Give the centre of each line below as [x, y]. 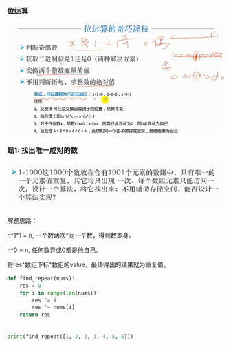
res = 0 [30, 286]
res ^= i [44, 300]
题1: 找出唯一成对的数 [42, 151]
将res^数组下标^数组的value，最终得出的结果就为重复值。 [88, 264]
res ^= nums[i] [54, 308]
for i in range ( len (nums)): [59, 293]
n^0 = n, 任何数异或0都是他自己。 [54, 250]
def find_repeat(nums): [41, 278]
